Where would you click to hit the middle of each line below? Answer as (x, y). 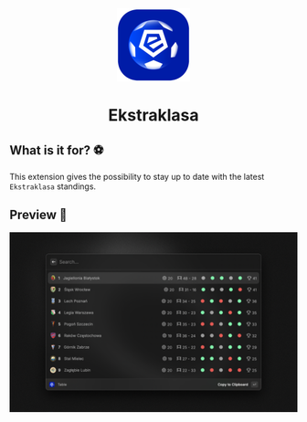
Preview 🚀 (38, 215)
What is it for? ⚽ (57, 150)
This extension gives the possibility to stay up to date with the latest (137, 177)
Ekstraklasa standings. (53, 186)
